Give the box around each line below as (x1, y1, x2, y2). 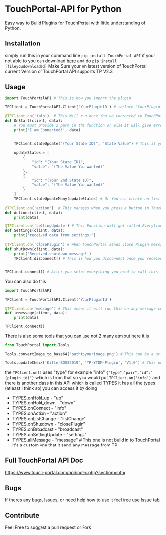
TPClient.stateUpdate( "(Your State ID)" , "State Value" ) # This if (14, 141, 156, 146)
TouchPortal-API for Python (5, 3, 122, 15)
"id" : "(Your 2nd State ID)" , (31, 178, 94, 183)
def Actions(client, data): (5, 210, 63, 215)
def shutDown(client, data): (5, 246, 65, 252)
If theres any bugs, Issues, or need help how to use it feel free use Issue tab (5, 497, 160, 503)
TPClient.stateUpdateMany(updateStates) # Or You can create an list (14, 196, 161, 201)
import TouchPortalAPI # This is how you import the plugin (5, 95, 132, 101)
